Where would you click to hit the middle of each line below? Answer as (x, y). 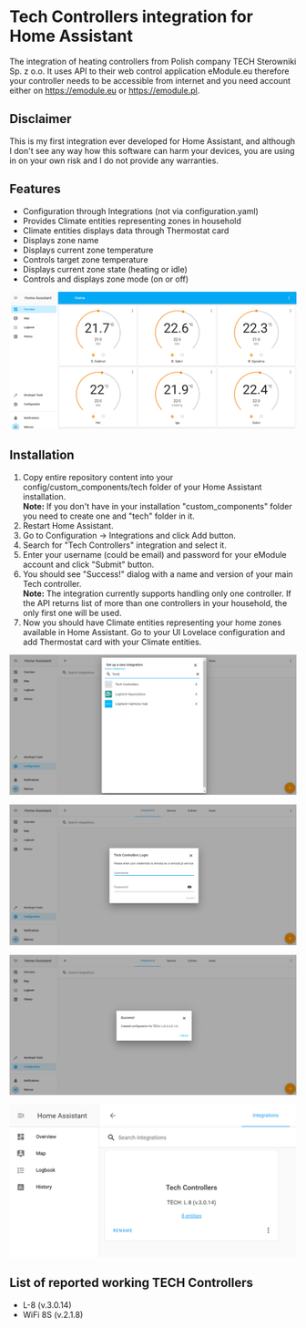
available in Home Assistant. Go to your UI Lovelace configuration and (153, 632)
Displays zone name (61, 240)
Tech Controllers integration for (131, 17)
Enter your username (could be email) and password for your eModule (154, 554)
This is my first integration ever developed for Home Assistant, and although (153, 141)
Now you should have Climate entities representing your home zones (152, 623)
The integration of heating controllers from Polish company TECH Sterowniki (153, 61)
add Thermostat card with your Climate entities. (112, 642)
